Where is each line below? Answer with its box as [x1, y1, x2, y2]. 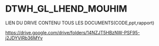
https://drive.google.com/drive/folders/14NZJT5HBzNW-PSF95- [5, 29, 140, 35]
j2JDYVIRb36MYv [5, 35, 43, 41]
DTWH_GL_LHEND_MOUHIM [5, 3, 128, 15]
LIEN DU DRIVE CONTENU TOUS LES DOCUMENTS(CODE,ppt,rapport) [5, 20, 154, 26]
